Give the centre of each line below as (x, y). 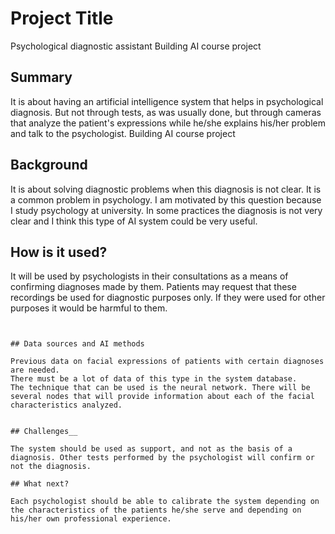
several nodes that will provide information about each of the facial (162, 397)
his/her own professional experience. (91, 519)
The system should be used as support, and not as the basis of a (151, 449)
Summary (41, 77)
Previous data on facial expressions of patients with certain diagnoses (167, 362)
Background (49, 165)
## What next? (40, 484)
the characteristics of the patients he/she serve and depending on (156, 510)
